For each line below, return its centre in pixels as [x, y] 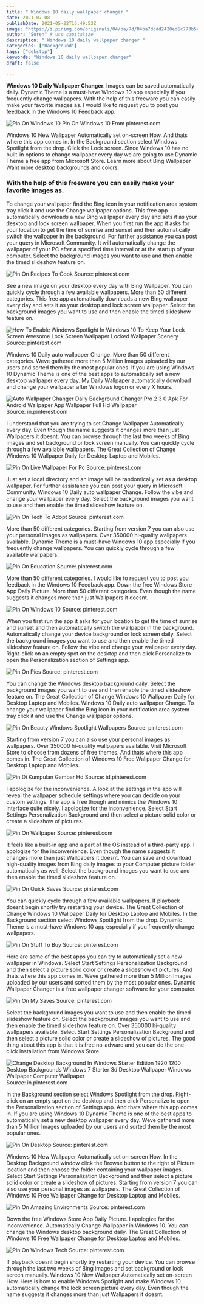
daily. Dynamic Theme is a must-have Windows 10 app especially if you [96, 92]
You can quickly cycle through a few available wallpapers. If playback [93, 901]
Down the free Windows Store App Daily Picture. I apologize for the [90, 1219]
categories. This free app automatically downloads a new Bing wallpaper [97, 298]
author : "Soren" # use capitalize [50, 35]
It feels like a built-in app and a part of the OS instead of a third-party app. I [100, 845]
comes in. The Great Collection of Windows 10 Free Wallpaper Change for [99, 759]
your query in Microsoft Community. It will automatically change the [91, 242]
